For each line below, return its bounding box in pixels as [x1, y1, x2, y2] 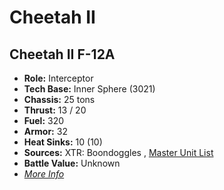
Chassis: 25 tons [23, 94, 96, 105]
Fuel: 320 [23, 115, 65, 126]
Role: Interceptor [23, 72, 94, 84]
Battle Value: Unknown [23, 157, 121, 169]
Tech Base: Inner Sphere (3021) [23, 83, 156, 95]
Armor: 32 [23, 126, 68, 137]
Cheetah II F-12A [9, 46, 116, 63]
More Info [23, 168, 65, 180]
